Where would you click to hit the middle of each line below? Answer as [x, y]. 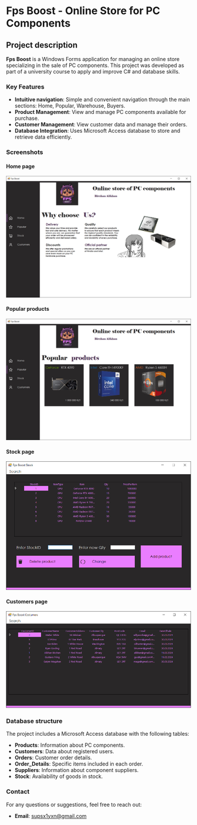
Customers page [27, 601]
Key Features [26, 86]
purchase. [27, 118]
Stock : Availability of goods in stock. [59, 776]
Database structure [34, 721]
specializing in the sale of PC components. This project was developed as [95, 65]
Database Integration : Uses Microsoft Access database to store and [97, 131]
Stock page [20, 451]
